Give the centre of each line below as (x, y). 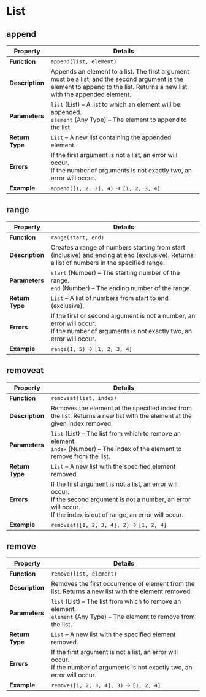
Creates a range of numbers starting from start (118, 247)
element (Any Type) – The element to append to (119, 120)
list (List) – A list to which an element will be (116, 104)
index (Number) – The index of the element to (116, 449)
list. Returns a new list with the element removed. (121, 591)
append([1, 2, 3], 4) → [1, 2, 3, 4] (105, 188)
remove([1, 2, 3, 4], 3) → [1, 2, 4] (106, 685)
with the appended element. (91, 94)
